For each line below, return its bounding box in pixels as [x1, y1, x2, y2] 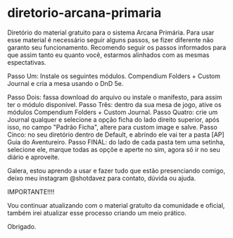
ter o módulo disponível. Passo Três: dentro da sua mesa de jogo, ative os [7, 100, 222, 108]
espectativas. [7, 58, 46, 66]
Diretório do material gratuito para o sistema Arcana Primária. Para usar [7, 28, 215, 37]
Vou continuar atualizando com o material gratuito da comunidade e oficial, [7, 201, 225, 209]
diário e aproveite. [7, 153, 60, 161]
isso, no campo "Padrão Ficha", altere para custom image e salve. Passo [7, 123, 218, 131]
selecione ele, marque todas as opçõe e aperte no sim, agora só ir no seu [7, 145, 220, 154]
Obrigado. [7, 222, 37, 230]
